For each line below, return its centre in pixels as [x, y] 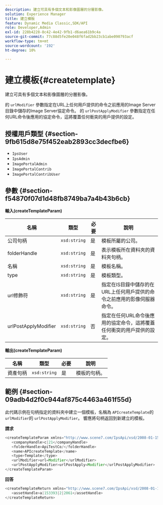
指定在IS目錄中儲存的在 [128, 285]
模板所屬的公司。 [121, 241]
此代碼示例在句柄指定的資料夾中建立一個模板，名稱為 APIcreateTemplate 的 [79, 412]
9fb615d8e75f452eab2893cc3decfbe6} [67, 142]
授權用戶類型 [24, 134]
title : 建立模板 [20, 18]
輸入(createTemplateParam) [33, 211]
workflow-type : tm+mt [27, 41]
